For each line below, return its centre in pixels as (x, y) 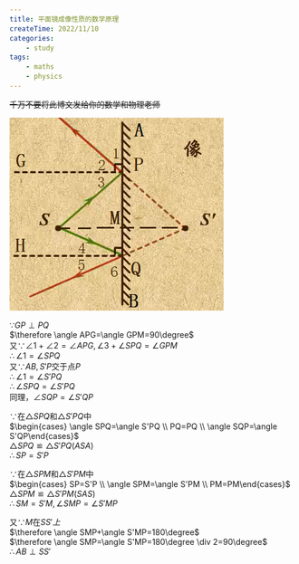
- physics (44, 77)
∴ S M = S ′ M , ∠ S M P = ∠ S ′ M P (63, 503)
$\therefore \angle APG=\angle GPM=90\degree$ (102, 334)
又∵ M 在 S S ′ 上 (35, 521)
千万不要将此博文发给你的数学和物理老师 (85, 104)
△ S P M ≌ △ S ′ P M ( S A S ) (53, 493)
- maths (40, 67)
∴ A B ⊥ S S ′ (30, 551)
